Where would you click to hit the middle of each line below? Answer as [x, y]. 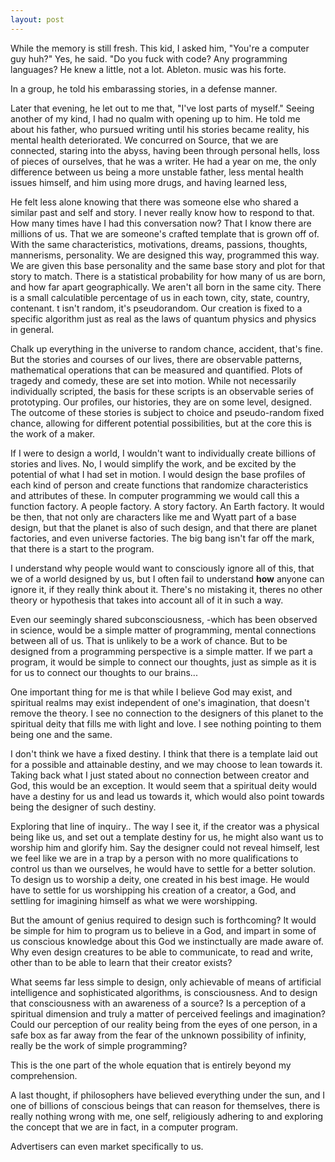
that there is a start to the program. [82, 548]
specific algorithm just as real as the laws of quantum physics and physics [163, 318]
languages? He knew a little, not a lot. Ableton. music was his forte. [148, 69]
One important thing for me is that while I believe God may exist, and [151, 692]
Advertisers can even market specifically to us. [107, 1146]
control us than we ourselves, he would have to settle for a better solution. [163, 868]
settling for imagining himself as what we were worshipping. [134, 900]
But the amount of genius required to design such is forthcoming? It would [163, 920]
